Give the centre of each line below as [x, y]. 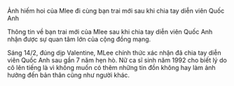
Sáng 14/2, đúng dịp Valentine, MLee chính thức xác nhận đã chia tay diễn [114, 53]
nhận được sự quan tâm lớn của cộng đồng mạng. [79, 39]
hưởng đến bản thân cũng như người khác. [69, 75]
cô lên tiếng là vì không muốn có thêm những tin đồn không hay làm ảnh [111, 67]
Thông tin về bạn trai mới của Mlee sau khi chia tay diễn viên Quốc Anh [110, 32]
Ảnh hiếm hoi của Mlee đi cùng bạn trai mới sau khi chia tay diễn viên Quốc [116, 11]
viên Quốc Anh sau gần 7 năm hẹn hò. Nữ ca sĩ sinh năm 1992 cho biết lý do [117, 60]
